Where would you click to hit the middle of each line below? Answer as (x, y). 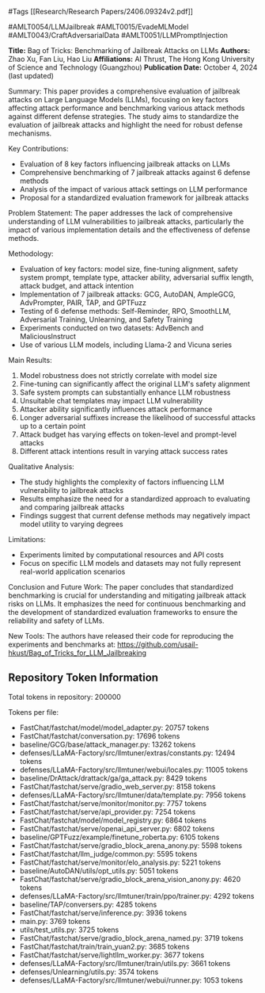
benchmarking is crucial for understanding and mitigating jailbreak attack (127, 595)
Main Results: (30, 360)
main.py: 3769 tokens (55, 921)
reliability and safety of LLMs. (57, 621)
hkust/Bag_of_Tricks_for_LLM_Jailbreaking (78, 653)
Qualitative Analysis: (42, 466)
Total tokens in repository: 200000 (64, 697)
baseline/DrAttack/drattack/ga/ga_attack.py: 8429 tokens (113, 778)
